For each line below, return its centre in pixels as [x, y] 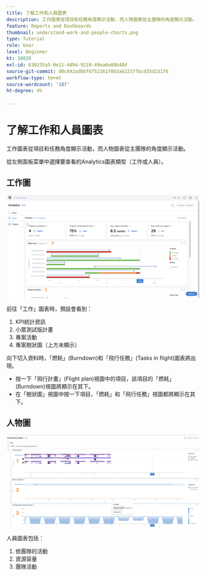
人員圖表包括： [25, 538]
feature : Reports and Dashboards [49, 26]
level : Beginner [27, 52]
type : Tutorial [26, 39]
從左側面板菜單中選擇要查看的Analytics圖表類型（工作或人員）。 [86, 161]
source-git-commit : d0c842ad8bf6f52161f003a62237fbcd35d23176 [87, 71]
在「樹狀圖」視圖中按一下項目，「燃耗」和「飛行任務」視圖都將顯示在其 [105, 394]
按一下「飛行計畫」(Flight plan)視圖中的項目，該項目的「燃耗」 [95, 379]
